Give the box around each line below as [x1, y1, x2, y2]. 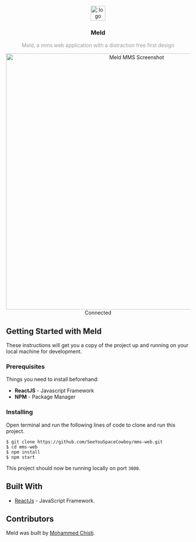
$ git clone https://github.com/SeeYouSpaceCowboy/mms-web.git [6, 439, 163, 445]
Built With [6, 482, 43, 492]
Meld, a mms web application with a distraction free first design [21, 42, 175, 49]
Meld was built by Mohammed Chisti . [6, 530, 95, 537]
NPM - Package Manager [14, 393, 76, 400]
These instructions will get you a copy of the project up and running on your [6, 342, 188, 349]
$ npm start [6, 454, 35, 460]
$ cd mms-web [6, 444, 38, 450]
